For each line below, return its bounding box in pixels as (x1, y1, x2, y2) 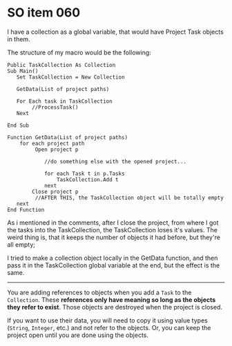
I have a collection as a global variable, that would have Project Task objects (7, 28, 224, 36)
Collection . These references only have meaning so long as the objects (7, 295, 216, 304)
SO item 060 (7, 5, 81, 21)
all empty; (7, 240, 36, 249)
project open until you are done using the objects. (7, 331, 148, 339)
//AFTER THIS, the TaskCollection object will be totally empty (35, 194, 224, 201)
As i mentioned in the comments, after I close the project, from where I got (7, 218, 219, 227)
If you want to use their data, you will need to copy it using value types (7, 316, 209, 325)
